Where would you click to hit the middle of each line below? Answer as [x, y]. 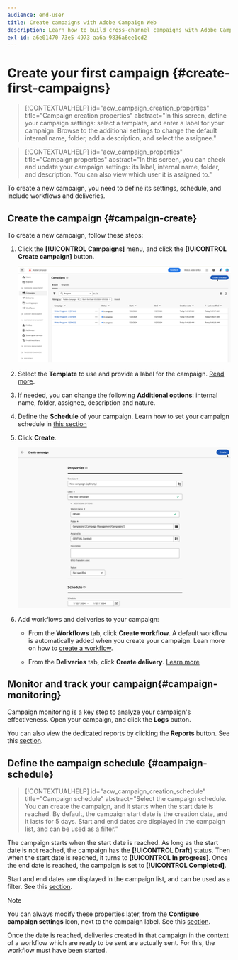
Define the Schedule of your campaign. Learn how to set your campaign [124, 416]
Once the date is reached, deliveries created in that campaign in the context [118, 935]
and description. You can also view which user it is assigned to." [118, 174]
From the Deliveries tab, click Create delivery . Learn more [114, 662]
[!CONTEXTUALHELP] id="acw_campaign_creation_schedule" [115, 791]
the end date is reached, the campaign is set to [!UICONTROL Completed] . [117, 866]
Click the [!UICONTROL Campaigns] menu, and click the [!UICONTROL [122, 249]
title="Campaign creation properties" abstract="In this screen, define [125, 116]
